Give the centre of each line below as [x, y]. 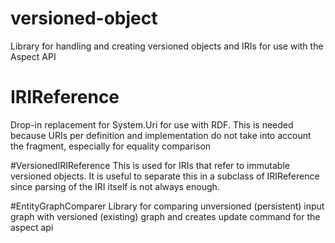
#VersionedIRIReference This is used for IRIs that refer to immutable [150, 165]
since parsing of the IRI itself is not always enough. [115, 186]
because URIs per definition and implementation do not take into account [161, 135]
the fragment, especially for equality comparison [111, 146]
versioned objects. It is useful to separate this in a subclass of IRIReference [165, 176]
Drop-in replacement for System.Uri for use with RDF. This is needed [152, 124]
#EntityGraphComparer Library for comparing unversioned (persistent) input [167, 206]
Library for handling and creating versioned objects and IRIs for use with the [167, 46]
